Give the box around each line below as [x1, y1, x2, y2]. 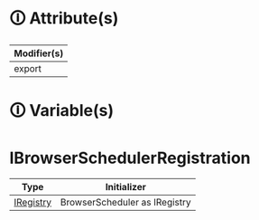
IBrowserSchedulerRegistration [9, 148, 251, 168]
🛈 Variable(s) [9, 100, 115, 121]
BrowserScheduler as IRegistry [60, 196, 191, 209]
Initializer [105, 181, 146, 194]
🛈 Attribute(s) [9, 8, 119, 29]
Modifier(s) [14, 47, 64, 60]
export [14, 62, 42, 74]
